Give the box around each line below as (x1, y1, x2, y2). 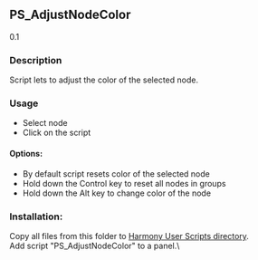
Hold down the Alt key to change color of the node (22, 188, 211, 198)
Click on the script (22, 127, 91, 139)
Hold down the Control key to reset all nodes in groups (22, 178, 226, 188)
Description (9, 53, 62, 66)
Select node (22, 118, 68, 129)
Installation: (9, 210, 63, 223)
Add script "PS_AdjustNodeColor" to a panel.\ (9, 240, 180, 251)
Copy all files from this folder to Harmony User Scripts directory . (9, 230, 249, 241)
